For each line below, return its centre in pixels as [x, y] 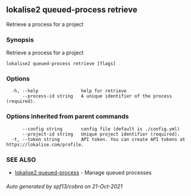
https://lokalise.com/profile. [45, 145]
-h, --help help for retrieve [69, 91]
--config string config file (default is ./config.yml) [101, 129]
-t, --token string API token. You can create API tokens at [98, 139]
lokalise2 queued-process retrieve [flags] [61, 64]
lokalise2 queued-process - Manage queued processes [83, 172]
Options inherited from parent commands [68, 117]
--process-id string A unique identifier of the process [97, 96]
